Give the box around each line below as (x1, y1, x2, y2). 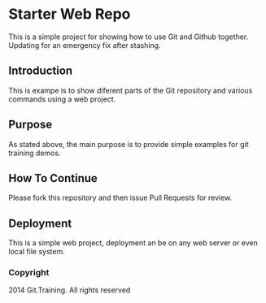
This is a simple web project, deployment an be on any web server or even (8, 238, 259, 248)
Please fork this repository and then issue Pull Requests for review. (8, 193, 233, 203)
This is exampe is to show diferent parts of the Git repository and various (8, 85, 253, 95)
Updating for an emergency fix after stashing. (8, 40, 161, 50)
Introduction (8, 64, 73, 78)
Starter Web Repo (8, 5, 131, 24)
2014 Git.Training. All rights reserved (8, 285, 131, 295)
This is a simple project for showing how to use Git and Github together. (8, 32, 249, 41)
